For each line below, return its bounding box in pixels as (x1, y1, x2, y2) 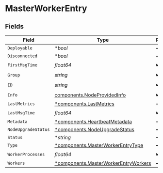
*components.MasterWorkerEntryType (54, 142, 144, 148)
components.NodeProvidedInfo (54, 92, 126, 98)
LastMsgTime (7, 110, 35, 115)
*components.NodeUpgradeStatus (54, 126, 134, 133)
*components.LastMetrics (54, 100, 115, 107)
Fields (5, 22, 24, 31)
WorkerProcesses (7, 151, 45, 157)
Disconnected (7, 53, 38, 59)
